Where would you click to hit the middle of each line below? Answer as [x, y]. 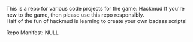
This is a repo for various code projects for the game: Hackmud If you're [95, 9]
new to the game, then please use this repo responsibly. [76, 15]
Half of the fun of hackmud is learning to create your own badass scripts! [96, 21]
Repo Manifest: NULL [32, 33]
